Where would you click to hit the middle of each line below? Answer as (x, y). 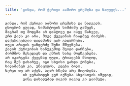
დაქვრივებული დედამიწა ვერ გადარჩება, (45, 40)
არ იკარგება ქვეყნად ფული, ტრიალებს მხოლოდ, (51, 57)
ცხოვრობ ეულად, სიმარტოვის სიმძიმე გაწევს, (50, 28)
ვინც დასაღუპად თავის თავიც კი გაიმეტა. (65, 79)
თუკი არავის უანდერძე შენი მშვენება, (44, 45)
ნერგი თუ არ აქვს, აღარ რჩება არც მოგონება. (51, 70)
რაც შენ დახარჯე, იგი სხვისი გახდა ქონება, (50, 62)
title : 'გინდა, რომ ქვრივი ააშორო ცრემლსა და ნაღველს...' (66, 10)
